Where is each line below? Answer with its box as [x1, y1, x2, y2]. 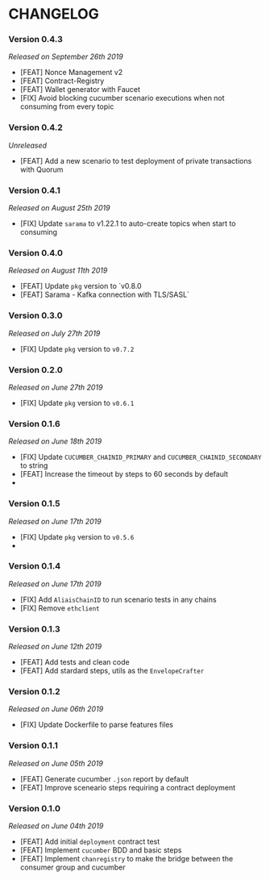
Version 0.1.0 [8, 803, 60, 814]
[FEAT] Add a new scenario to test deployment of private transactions [19, 156, 252, 165]
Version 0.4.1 [8, 185, 60, 196]
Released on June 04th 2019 [8, 821, 104, 831]
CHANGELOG [8, 5, 99, 23]
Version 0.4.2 [8, 122, 63, 133]
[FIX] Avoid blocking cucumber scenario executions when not [19, 94, 225, 103]
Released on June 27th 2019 [8, 382, 103, 392]
